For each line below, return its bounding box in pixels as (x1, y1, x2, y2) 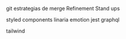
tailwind (6, 27, 25, 34)
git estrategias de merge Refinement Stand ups (6, 5, 120, 12)
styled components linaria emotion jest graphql (6, 16, 120, 23)
